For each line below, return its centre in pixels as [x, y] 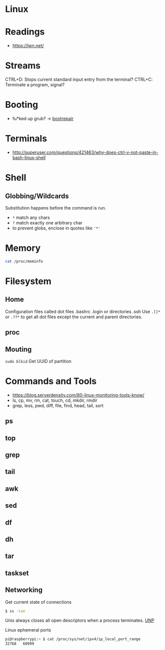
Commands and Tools [51, 381]
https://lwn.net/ [28, 46]
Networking [24, 590]
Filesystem [28, 281]
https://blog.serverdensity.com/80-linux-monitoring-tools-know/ [78, 395]
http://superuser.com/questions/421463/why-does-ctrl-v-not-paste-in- [85, 152]
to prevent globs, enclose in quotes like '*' [56, 228]
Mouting [19, 349]
